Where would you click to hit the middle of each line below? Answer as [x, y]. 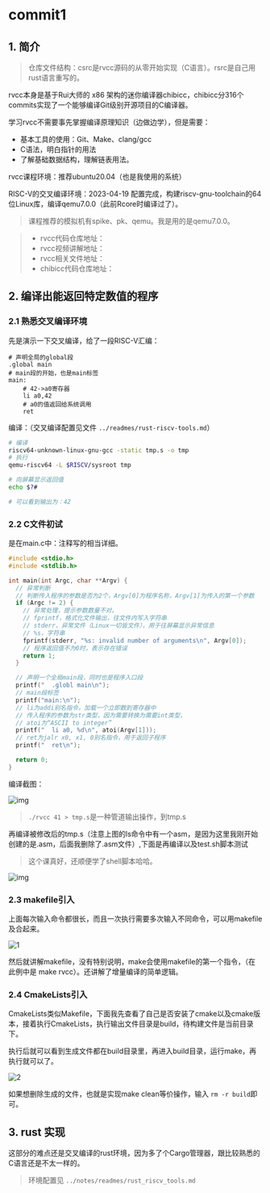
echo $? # [23, 487]
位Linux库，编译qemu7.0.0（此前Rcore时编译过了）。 [96, 204]
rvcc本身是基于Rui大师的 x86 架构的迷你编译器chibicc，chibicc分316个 [126, 95]
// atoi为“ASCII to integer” [64, 723]
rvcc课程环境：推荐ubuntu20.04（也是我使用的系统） [97, 176]
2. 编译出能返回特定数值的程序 [83, 296]
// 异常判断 [33, 588]
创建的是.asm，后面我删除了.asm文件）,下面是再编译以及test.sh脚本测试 [128, 844]
